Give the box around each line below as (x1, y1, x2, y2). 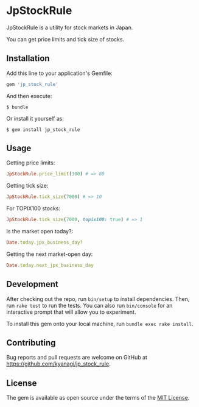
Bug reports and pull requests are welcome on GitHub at (6, 354, 148, 361)
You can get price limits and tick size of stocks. (6, 35, 125, 43)
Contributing (6, 338, 56, 348)
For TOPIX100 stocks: (6, 205, 61, 212)
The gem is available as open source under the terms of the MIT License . (6, 394, 190, 402)
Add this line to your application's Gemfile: (6, 69, 113, 77)
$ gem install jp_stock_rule (6, 126, 80, 133)
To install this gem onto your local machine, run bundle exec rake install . (6, 320, 194, 327)
